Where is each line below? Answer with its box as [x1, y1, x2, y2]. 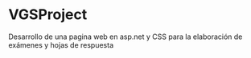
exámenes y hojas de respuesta [8, 40, 114, 49]
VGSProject [8, 6, 88, 24]
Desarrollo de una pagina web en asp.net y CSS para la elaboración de [8, 32, 243, 41]
